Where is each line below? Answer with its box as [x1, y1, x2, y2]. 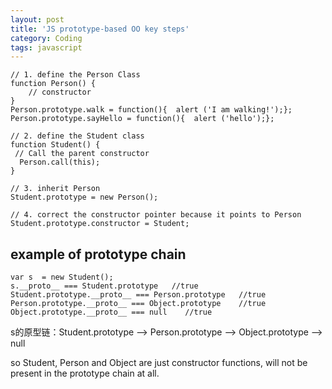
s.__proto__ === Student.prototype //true [10, 281, 199, 291]
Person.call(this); [19, 157, 101, 168]
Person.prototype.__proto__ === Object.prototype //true [10, 299, 267, 309]
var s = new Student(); [10, 272, 114, 283]
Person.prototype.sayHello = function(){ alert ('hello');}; [10, 114, 275, 124]
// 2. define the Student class [10, 131, 145, 141]
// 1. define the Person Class [10, 70, 141, 80]
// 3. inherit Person [10, 184, 101, 194]
